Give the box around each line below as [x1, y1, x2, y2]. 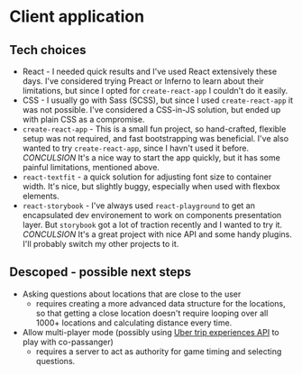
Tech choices [9, 42, 87, 58]
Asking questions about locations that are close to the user [22, 288, 242, 299]
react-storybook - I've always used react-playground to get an [22, 200, 255, 211]
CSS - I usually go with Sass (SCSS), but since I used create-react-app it [22, 95, 293, 105]
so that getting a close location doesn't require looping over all [35, 307, 269, 318]
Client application [9, 6, 145, 27]
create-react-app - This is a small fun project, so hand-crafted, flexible [22, 123, 287, 134]
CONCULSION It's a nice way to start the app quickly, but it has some [22, 152, 281, 163]
